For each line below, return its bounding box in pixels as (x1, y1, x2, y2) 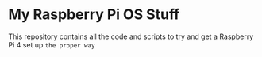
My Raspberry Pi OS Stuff (8, 6, 180, 24)
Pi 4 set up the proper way (8, 40, 95, 49)
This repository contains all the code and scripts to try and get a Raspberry (8, 32, 254, 41)
